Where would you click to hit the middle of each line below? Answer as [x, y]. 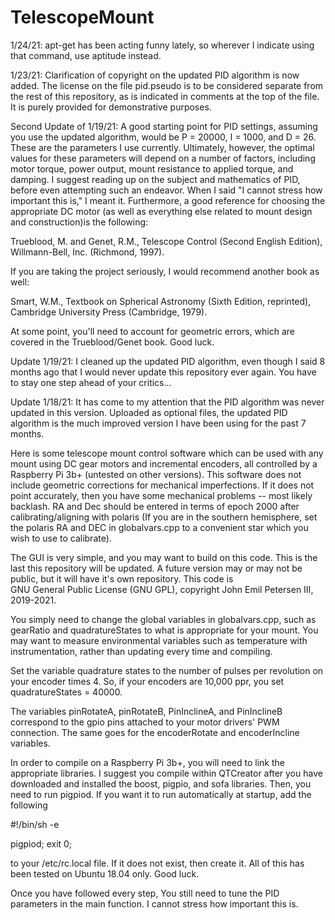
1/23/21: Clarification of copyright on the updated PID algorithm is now [155, 75]
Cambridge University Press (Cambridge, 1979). [109, 312]
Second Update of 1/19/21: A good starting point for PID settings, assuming [164, 126]
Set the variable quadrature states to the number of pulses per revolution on [167, 670]
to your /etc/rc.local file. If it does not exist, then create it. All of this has [157, 863]
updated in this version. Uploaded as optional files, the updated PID [149, 412]
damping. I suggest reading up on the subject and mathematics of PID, [155, 179]
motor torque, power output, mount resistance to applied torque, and [152, 168]
